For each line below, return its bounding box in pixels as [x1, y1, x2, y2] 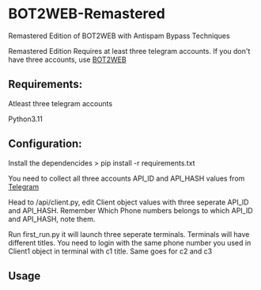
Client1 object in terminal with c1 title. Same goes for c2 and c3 [8, 246, 213, 256]
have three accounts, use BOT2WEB [8, 55, 127, 64]
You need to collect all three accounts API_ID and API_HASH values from [8, 174, 245, 183]
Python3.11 [8, 114, 43, 124]
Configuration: [8, 137, 82, 151]
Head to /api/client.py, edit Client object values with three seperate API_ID [8, 197, 249, 207]
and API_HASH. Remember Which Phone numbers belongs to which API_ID [8, 205, 253, 215]
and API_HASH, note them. [8, 214, 96, 223]
